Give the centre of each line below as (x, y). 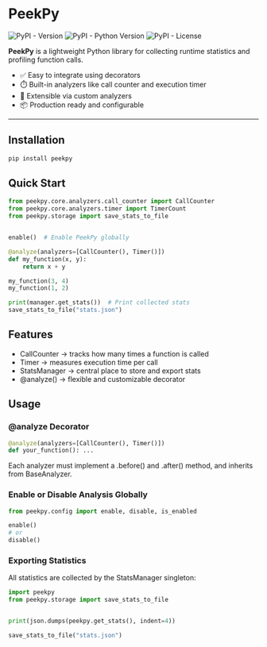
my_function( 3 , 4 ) (39, 281)
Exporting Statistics (47, 560)
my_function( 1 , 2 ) (39, 288)
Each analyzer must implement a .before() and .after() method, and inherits (131, 466)
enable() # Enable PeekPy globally (69, 238)
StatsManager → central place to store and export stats (110, 371)
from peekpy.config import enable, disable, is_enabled (103, 511)
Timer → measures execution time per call (89, 362)
